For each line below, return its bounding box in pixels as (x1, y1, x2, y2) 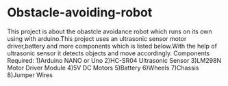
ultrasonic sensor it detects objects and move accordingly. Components (7, 49, 210, 57)
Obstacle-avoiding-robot (7, 5, 153, 20)
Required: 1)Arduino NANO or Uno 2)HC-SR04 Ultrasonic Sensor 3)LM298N (7, 56, 222, 64)
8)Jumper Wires (7, 70, 53, 79)
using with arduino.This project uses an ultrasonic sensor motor (7, 34, 187, 42)
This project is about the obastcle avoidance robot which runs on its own (7, 27, 212, 35)
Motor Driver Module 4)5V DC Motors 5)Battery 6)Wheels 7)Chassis (7, 63, 199, 72)
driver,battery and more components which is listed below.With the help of (7, 42, 218, 50)
